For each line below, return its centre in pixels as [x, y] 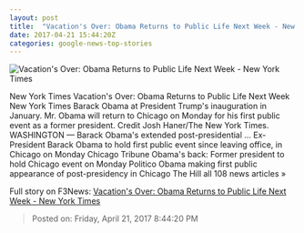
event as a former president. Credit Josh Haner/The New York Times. [139, 126]
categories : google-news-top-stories [81, 43]
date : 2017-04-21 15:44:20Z [63, 35]
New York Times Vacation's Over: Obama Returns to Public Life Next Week [150, 96]
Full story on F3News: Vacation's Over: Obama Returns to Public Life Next [148, 191]
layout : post [34, 18]
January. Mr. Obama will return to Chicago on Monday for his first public [145, 116]
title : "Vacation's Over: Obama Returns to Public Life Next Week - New [152, 26]
